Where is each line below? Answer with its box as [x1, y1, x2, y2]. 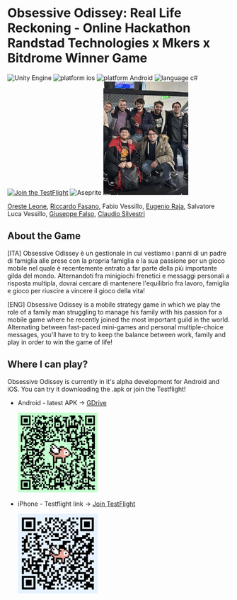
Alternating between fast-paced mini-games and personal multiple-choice [7, 322, 224, 331]
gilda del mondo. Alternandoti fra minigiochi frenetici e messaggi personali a [7, 271, 230, 280]
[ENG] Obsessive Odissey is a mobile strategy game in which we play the [7, 300, 221, 309]
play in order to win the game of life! [7, 338, 113, 346]
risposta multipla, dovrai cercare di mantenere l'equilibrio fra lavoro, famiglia [7, 278, 230, 288]
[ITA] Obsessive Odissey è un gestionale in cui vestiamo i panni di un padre [7, 249, 227, 257]
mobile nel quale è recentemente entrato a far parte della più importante [7, 264, 217, 272]
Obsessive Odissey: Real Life [7, 5, 182, 21]
